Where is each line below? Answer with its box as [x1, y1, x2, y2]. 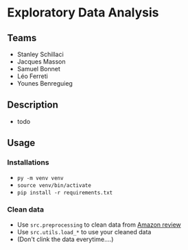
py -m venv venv [16, 175, 64, 182]
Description [7, 99, 58, 111]
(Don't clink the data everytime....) [16, 235, 114, 243]
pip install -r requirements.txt [16, 189, 113, 196]
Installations [7, 158, 49, 167]
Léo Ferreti [16, 72, 48, 80]
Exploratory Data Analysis [7, 5, 159, 21]
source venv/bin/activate [16, 182, 91, 189]
